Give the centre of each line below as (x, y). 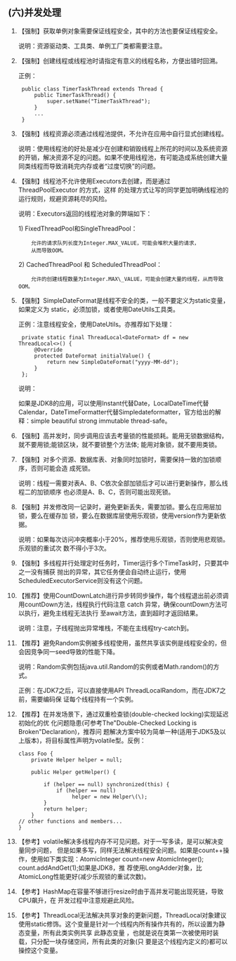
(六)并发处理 (35, 13)
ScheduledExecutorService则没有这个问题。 (82, 580)
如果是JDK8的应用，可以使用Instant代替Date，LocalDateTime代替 (113, 403)
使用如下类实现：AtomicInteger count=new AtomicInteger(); (117, 858)
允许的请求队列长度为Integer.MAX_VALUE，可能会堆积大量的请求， (115, 243)
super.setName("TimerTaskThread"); (99, 101)
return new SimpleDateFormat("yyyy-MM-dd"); (113, 362)
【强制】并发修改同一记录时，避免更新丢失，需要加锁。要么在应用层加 (120, 506)
